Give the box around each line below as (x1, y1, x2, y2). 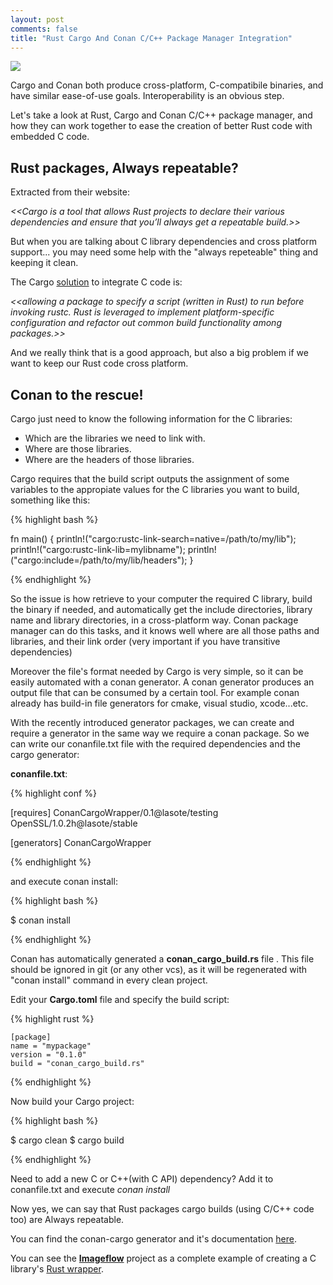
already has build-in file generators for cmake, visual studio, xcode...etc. (10, 697, 309, 709)
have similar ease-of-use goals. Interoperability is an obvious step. (10, 90, 285, 102)
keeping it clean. (10, 257, 79, 269)
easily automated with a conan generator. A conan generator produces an (10, 676, 315, 688)
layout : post (10, 14, 65, 25)
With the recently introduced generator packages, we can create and (10, 717, 295, 728)
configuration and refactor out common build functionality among (10, 317, 282, 329)
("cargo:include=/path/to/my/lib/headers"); (10, 554, 188, 566)
